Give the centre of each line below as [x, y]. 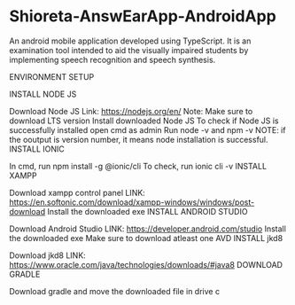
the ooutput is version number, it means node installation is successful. [139, 139]
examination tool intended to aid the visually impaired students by [129, 50]
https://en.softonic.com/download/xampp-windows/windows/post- [132, 202]
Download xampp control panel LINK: [78, 192]
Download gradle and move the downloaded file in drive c [114, 291]
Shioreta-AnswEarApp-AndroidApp [143, 16]
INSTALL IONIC [37, 149]
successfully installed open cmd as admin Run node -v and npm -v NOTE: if [147, 129]
